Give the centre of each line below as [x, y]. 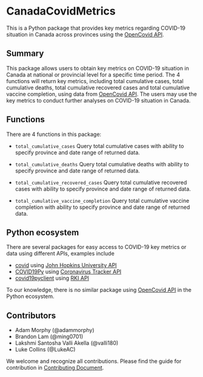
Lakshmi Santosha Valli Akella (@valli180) [67, 343]
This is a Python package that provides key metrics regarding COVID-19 [96, 28]
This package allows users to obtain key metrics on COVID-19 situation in [98, 68]
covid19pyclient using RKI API [52, 278]
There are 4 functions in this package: [54, 134]
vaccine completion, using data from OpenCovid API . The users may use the [101, 94]
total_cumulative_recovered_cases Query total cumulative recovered [101, 182]
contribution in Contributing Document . [55, 368]
